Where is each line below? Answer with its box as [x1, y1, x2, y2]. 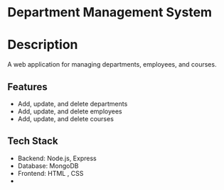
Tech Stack [7, 135, 58, 147]
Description [7, 37, 78, 53]
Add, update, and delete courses [17, 114, 114, 123]
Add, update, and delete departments [17, 99, 128, 108]
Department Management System [7, 4, 212, 21]
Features [7, 81, 48, 93]
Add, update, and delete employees [17, 107, 122, 116]
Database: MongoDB [17, 161, 79, 170]
